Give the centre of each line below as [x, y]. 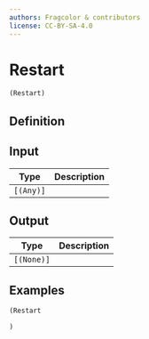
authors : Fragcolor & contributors [75, 17]
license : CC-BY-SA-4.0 [51, 26]
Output [29, 220]
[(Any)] [30, 190]
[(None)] [32, 260]
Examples [37, 290]
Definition [37, 121]
